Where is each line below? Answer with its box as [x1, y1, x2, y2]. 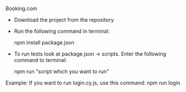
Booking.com [5, 5, 37, 12]
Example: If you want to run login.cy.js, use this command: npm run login [5, 79, 181, 86]
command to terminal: [13, 57, 67, 63]
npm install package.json [13, 39, 74, 46]
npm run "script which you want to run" [13, 68, 109, 75]
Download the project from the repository [13, 16, 115, 23]
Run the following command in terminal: [13, 28, 110, 35]
